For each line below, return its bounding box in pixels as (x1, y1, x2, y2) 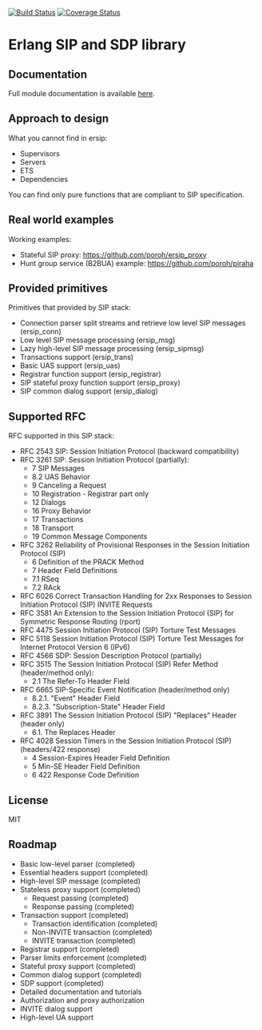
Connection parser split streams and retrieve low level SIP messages (19, 318, 246, 328)
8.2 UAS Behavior (31, 472, 90, 482)
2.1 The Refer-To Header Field (31, 677, 130, 686)
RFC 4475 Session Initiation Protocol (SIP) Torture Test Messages (19, 625, 236, 635)
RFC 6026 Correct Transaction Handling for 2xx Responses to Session (19, 592, 252, 601)
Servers (19, 157, 46, 167)
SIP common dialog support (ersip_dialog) (19, 386, 158, 396)
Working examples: (8, 234, 72, 244)
